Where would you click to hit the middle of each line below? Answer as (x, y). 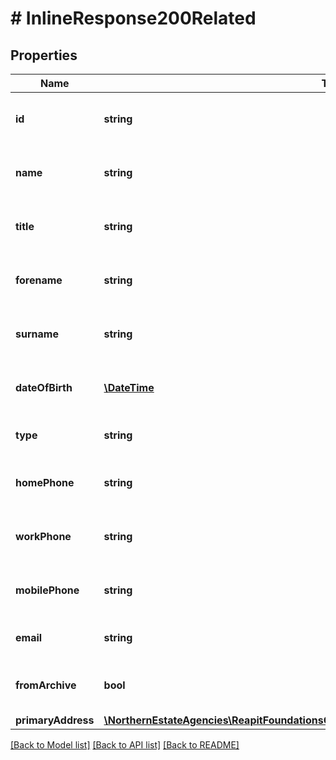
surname (37, 334)
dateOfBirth (44, 387)
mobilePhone (47, 590)
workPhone (43, 536)
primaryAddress (55, 720)
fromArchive (46, 685)
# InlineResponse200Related (133, 18)
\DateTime (129, 387)
